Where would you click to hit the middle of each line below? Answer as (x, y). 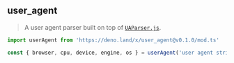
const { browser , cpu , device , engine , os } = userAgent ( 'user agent (110, 53)
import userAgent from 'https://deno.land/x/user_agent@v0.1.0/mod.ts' (113, 40)
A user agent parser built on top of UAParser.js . (93, 27)
